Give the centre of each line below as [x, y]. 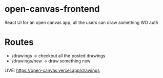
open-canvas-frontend [52, 9]
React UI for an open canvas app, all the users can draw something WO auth [81, 22]
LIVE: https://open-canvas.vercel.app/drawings [52, 70]
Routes [19, 42]
